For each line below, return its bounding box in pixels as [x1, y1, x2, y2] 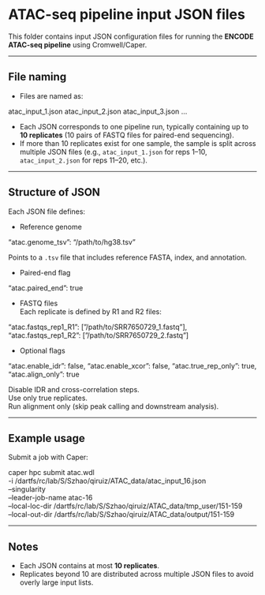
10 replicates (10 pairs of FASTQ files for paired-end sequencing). [19, 130, 234, 140]
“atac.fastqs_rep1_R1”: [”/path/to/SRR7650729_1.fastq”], [8, 322, 188, 331]
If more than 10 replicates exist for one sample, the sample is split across [19, 138, 256, 148]
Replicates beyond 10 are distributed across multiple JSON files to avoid [19, 570, 254, 579]
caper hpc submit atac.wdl [8, 468, 95, 477]
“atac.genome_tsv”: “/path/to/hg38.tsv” [8, 237, 136, 246]
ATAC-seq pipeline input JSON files [8, 6, 246, 24]
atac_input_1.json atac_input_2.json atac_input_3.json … [8, 107, 188, 116]
